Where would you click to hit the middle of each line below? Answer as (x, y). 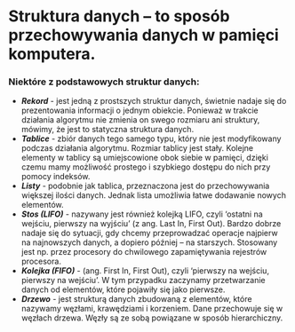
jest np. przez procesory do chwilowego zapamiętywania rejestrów (144, 252)
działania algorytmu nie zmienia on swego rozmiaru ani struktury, (140, 120)
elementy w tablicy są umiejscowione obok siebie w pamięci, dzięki (144, 158)
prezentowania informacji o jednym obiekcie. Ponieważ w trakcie (140, 111)
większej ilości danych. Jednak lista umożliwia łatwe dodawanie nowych (153, 195)
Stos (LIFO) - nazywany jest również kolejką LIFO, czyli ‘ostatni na (142, 214)
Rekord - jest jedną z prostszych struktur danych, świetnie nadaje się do (154, 101)
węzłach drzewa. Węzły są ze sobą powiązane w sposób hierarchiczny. (152, 318)
